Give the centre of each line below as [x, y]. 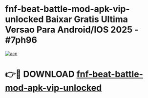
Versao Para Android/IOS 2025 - [72, 30]
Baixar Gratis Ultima [87, 19]
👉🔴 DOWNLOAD [40, 74]
